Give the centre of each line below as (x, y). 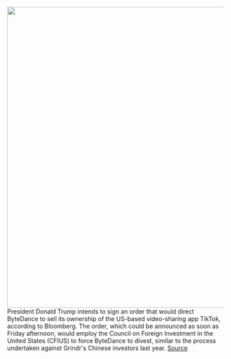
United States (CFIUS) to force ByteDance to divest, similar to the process (112, 341)
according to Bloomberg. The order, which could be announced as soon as (113, 326)
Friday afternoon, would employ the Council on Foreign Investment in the (110, 333)
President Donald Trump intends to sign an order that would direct (101, 312)
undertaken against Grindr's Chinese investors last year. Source (97, 348)
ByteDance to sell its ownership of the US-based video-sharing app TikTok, (114, 319)
